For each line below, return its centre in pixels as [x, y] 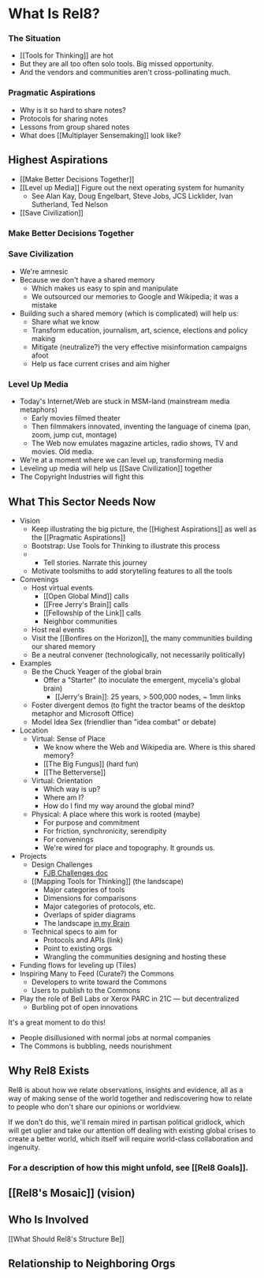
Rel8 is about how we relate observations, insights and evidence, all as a [126, 1089]
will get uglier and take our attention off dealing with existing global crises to [132, 1130]
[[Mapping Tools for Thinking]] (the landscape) [107, 881]
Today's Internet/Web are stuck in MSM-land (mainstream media [125, 401]
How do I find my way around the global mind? [119, 805]
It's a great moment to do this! [57, 1022]
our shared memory [63, 646]
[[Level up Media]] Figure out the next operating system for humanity [132, 187]
